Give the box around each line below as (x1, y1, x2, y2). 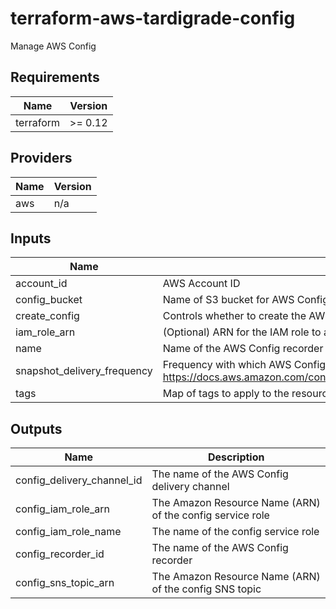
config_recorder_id (15, 547, 105, 561)
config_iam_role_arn (15, 502, 110, 516)
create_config (15, 309, 80, 323)
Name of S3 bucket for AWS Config (162, 293, 330, 307)
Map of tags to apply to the (162, 387, 290, 401)
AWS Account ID (162, 277, 241, 291)
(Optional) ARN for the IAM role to (162, 325, 322, 339)
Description (208, 450, 265, 464)
